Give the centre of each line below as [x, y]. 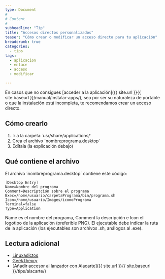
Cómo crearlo [27, 124]
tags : [11, 56]
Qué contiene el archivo [42, 162]
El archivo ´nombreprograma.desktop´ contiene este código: [66, 173]
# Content [15, 19]
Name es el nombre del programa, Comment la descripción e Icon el [74, 217]
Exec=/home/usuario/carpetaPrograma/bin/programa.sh [60, 196]
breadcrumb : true [23, 42]
